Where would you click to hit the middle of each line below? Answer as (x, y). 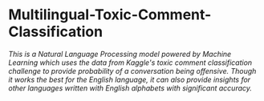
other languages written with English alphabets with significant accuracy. (130, 88)
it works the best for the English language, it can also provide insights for (130, 79)
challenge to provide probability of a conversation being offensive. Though (132, 71)
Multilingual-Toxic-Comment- (110, 15)
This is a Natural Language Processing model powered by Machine (120, 54)
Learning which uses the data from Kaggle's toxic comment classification (130, 63)
